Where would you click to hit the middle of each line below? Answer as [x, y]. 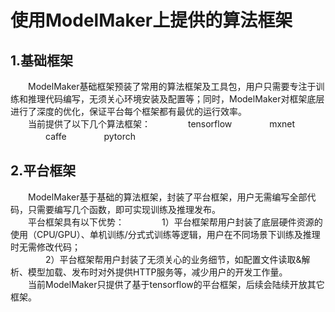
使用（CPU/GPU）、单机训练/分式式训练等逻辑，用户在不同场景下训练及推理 [165, 234]
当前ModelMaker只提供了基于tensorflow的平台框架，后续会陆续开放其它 [176, 284]
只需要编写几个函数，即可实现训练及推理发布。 [124, 209]
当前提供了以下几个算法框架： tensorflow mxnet [161, 124]
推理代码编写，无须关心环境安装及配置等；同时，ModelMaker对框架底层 [176, 99]
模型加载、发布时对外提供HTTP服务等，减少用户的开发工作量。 [157, 272]
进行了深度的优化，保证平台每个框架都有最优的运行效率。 [128, 111]
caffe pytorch [90, 136]
